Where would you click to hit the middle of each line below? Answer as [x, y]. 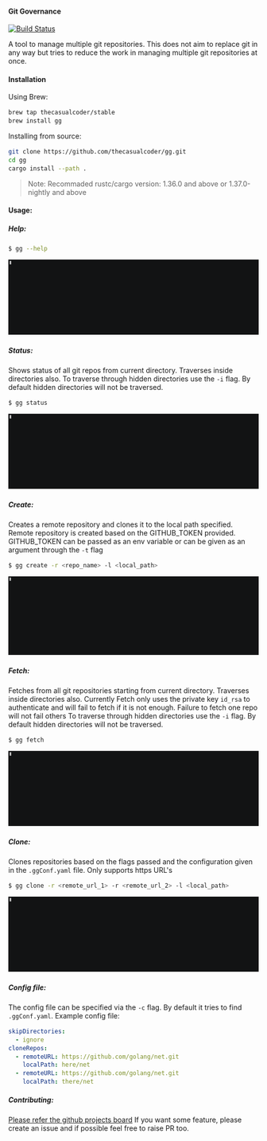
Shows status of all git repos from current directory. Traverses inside [120, 371]
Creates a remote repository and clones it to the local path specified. [120, 524]
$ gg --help [28, 249]
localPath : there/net [58, 1082]
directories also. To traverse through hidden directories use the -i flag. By [130, 379]
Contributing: [31, 1100]
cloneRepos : [28, 1048]
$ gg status [28, 403]
